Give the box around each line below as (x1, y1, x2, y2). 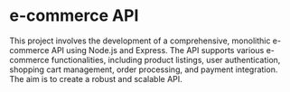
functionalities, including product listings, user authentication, (51, 54, 281, 65)
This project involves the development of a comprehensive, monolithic (9, 35, 271, 46)
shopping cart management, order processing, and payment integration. (9, 64, 278, 75)
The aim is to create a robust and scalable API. (9, 73, 182, 84)
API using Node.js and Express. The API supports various (51, 44, 265, 55)
